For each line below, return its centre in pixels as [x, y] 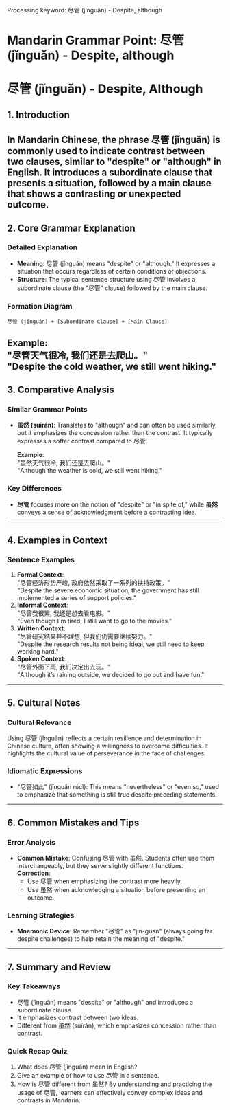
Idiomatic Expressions [45, 770]
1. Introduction [38, 114]
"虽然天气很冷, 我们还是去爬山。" [64, 463]
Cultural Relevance [39, 722]
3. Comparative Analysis [61, 389]
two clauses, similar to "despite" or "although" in [115, 162]
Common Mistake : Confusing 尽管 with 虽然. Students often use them [116, 858]
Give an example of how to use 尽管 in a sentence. [88, 1076]
